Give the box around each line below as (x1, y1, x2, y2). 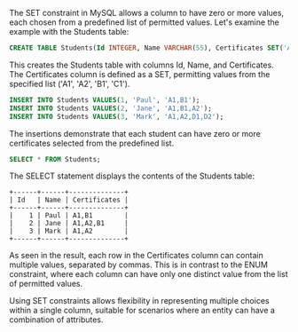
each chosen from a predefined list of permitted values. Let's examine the (9, 17, 279, 28)
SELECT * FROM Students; (9, 154, 101, 163)
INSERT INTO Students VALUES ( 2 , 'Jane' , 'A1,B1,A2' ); (9, 104, 213, 113)
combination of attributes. (9, 314, 104, 325)
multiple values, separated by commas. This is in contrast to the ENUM (9, 259, 269, 270)
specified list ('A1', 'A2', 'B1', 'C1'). (9, 78, 130, 89)
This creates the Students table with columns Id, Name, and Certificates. (9, 59, 275, 70)
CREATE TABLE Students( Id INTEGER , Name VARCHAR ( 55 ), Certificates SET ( (9, 43, 284, 52)
